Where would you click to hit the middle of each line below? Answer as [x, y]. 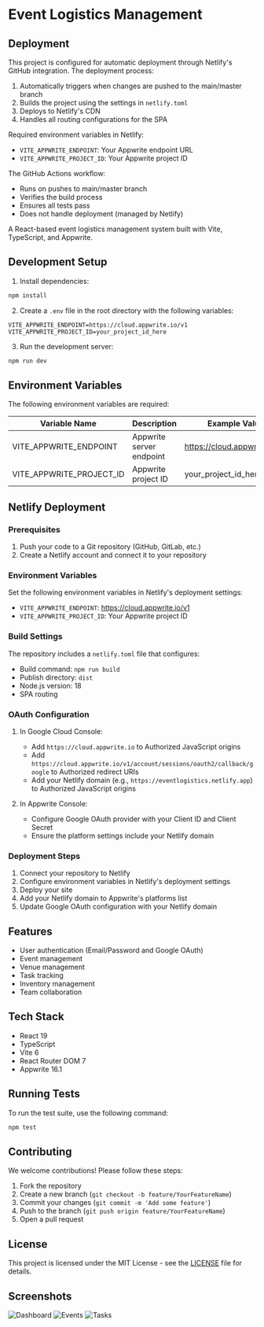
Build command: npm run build [70, 669]
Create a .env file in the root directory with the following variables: [126, 310]
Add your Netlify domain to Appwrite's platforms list [103, 898]
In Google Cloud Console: [61, 731]
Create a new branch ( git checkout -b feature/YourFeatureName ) [125, 1194]
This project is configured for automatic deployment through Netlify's [120, 62]
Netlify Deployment [57, 507]
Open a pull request [51, 1219]
